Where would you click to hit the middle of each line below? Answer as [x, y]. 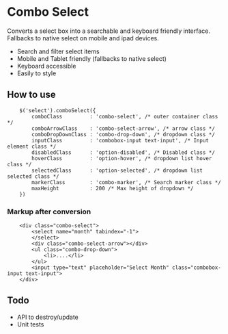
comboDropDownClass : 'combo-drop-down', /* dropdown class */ [123, 134]
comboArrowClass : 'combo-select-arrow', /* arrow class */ [123, 128]
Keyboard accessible [46, 66]
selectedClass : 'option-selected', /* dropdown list [117, 170]
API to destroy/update [47, 317]
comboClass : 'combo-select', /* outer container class [125, 116]
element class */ [32, 146]
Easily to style [37, 73]
